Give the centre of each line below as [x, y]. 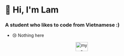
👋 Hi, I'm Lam [32, 10]
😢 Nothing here [28, 35]
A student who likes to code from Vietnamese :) [62, 25]
